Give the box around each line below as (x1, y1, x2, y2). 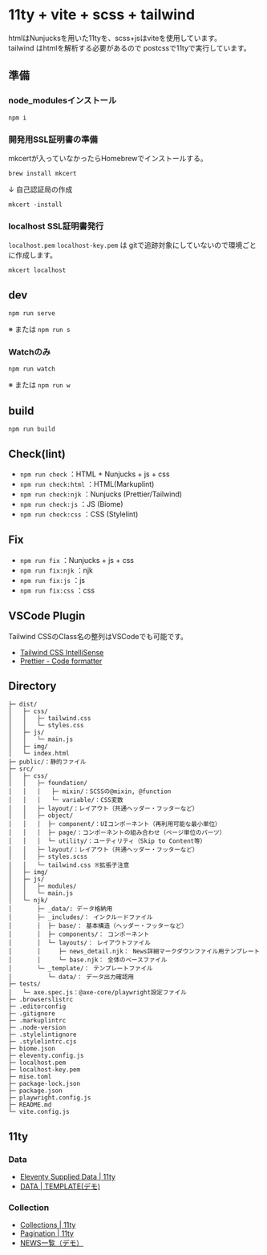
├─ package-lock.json (8, 1080, 81, 1088)
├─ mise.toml (8, 1073, 52, 1081)
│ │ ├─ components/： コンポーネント (8, 930, 150, 939)
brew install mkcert (8, 169, 78, 177)
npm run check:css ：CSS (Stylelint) (19, 509, 139, 519)
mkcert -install (8, 200, 63, 208)
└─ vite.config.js (8, 1108, 70, 1116)
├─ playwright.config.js (8, 1094, 91, 1102)
